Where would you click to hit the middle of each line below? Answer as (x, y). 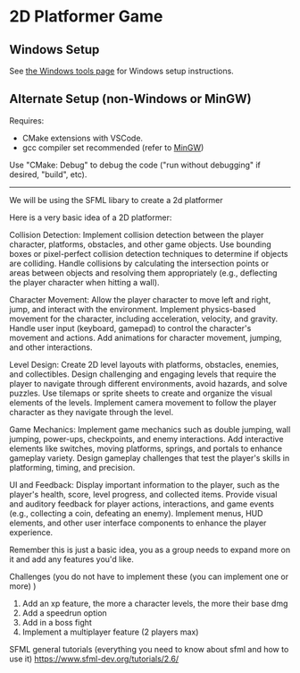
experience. (31, 532)
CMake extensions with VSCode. (83, 138)
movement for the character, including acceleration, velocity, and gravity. (144, 319)
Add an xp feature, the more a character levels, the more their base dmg (155, 603)
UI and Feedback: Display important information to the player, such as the (144, 484)
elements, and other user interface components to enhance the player (138, 523)
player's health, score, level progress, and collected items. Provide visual (143, 494)
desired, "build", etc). (48, 174)
